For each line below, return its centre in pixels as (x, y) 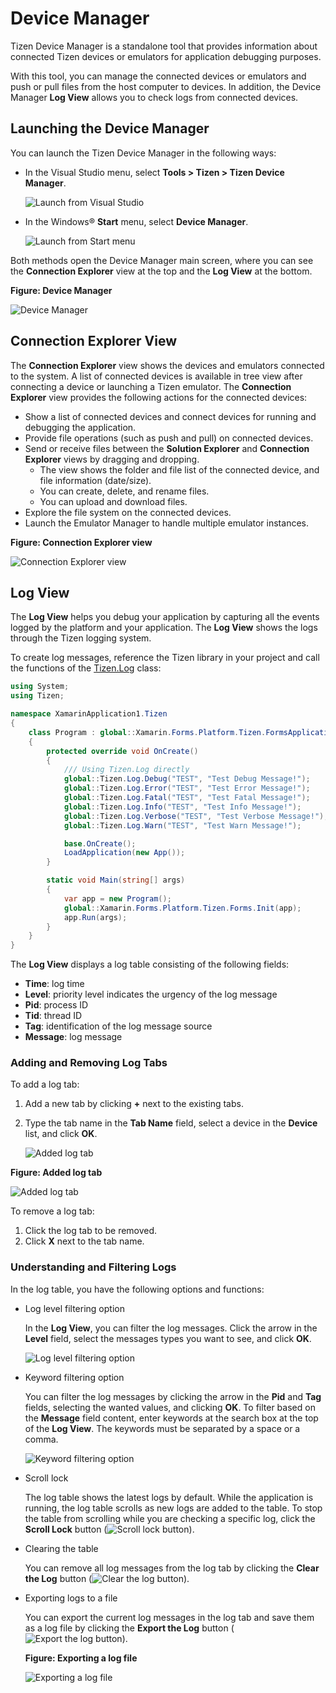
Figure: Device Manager (61, 290)
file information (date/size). (95, 480)
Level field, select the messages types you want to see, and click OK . (168, 1338)
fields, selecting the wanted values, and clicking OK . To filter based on (170, 1407)
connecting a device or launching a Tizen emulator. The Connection (151, 386)
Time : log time (54, 984)
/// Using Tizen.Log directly (126, 770)
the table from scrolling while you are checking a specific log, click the (170, 1518)
